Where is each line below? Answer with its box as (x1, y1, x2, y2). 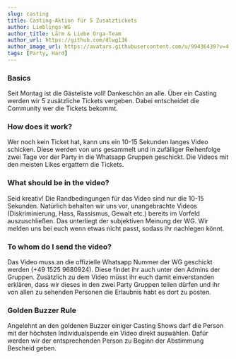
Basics (7, 73, 31, 83)
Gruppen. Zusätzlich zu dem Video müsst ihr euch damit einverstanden (7, 273, 214, 281)
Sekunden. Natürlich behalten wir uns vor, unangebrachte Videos (7, 201, 198, 210)
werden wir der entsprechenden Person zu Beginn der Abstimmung (7, 336, 204, 345)
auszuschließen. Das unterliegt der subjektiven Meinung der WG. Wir (7, 216, 208, 225)
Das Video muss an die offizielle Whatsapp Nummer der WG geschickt (7, 258, 213, 266)
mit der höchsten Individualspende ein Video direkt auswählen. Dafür (7, 329, 208, 338)
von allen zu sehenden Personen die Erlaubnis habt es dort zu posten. (7, 288, 212, 297)
